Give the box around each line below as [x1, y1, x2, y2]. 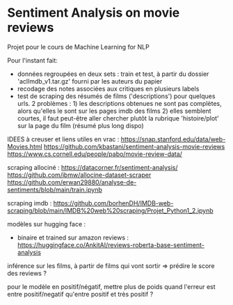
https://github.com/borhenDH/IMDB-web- [53, 198, 174, 207]
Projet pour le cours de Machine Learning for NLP [7, 42, 150, 51]
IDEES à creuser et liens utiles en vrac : [7, 134, 120, 143]
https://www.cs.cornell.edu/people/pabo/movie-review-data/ [7, 150, 183, 158]
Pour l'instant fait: [7, 56, 58, 64]
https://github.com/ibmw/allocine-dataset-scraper [7, 171, 152, 179]
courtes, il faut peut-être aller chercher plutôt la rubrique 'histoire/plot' [17, 114, 219, 123]
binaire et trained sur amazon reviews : [17, 233, 129, 242]
